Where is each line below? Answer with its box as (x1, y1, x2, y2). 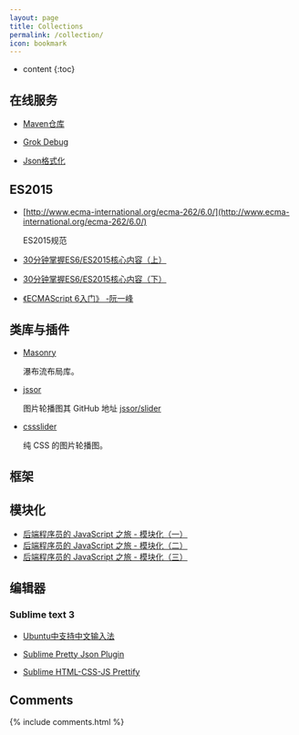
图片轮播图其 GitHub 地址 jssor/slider (22, 403, 161, 413)
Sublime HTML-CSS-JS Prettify (22, 666, 140, 677)
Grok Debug (22, 137, 68, 148)
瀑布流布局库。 (22, 365, 79, 376)
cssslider (22, 421, 57, 432)
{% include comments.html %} (9, 717, 125, 728)
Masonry (22, 347, 57, 358)
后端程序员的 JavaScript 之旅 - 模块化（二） (22, 539, 189, 551)
